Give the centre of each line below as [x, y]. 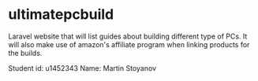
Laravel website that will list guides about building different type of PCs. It [128, 36]
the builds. [25, 53]
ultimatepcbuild [61, 15]
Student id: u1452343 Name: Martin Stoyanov [82, 68]
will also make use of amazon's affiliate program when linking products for [129, 44]
